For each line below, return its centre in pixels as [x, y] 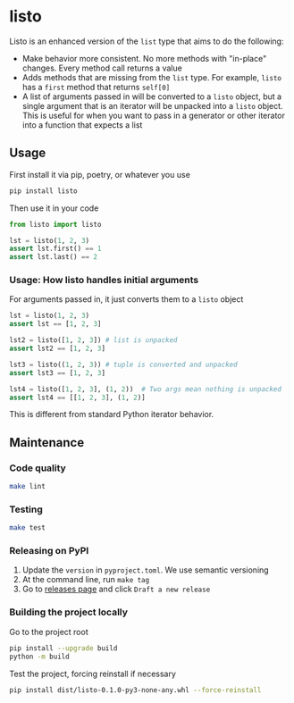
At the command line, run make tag [86, 580]
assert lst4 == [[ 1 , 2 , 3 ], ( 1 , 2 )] [77, 398]
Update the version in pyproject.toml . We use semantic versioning [146, 570]
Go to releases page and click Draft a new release [116, 589]
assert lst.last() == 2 [54, 257]
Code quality [38, 468]
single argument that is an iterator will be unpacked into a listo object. [152, 105]
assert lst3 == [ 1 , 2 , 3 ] [57, 372]
